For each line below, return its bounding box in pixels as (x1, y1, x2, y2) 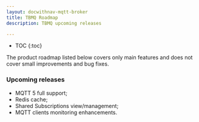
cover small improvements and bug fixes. (6, 60, 109, 67)
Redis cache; (15, 95, 48, 103)
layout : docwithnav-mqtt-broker (6, 8, 88, 15)
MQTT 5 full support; (15, 89, 68, 97)
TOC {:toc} (15, 42, 42, 49)
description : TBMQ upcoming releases (6, 20, 102, 26)
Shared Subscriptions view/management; (15, 102, 119, 109)
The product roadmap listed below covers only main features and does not (6, 54, 193, 61)
